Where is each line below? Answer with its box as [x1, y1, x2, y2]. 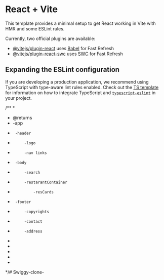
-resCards [33, 189, 54, 194]
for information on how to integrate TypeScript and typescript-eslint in [5, 90, 156, 96]
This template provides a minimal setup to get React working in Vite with [5, 20, 156, 26]
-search [24, 170, 40, 175]
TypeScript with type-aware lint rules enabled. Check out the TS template [5, 84, 159, 90]
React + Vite [5, 4, 58, 15]
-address [24, 229, 43, 234]
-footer [15, 199, 31, 205]
